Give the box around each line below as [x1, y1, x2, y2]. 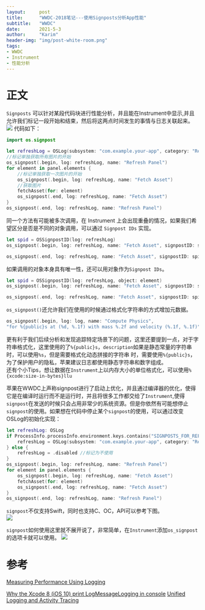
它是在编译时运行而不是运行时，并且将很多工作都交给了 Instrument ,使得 [6, 392, 185, 399]
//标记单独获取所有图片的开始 [6, 154, 71, 160]
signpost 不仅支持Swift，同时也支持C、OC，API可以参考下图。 [6, 507, 163, 515]
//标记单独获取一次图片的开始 [17, 171, 82, 177]
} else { [6, 444, 29, 450]
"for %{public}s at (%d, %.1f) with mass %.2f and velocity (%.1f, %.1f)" [6, 324, 201, 330]
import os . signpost [6, 137, 56, 144]
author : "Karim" [6, 32, 59, 38]
